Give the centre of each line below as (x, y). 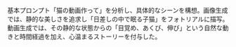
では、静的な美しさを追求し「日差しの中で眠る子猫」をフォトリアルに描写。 (118, 19)
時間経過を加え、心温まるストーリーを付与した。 (90, 36)
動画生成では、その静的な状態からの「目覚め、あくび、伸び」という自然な (115, 28)
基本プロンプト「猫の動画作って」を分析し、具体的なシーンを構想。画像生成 (118, 10)
